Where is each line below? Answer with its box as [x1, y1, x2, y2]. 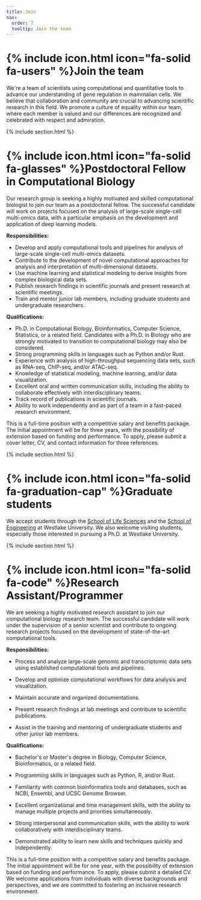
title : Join [6, 8, 36, 15]
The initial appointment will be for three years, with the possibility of [6, 426, 175, 434]
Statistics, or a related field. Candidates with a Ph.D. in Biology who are [14, 331, 191, 338]
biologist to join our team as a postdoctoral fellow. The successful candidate [6, 201, 196, 209]
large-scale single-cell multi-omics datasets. [14, 250, 126, 258]
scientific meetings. [14, 289, 64, 296]
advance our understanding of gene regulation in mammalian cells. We [6, 91, 182, 98]
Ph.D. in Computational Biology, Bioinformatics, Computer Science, [14, 325, 181, 332]
